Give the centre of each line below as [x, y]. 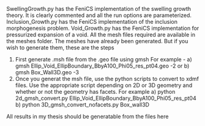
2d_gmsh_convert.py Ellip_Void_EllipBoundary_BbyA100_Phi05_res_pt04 [106, 98]
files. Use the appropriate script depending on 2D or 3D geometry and [104, 85]
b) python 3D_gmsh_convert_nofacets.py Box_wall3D [82, 105]
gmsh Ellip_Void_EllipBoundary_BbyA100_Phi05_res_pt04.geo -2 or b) [102, 66]
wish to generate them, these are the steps [60, 47]
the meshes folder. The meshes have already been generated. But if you [97, 41]
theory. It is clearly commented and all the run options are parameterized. [99, 15]
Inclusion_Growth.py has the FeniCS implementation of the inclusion [92, 22]
